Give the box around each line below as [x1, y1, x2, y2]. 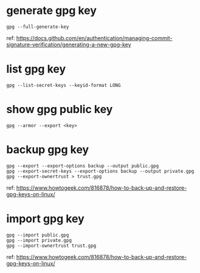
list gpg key [6, 62, 66, 76]
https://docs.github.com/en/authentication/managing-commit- [16, 34, 173, 41]
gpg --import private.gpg [6, 237, 72, 243]
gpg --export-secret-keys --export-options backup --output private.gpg [6, 168, 195, 174]
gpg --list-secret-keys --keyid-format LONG [6, 82, 121, 88]
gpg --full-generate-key [6, 24, 69, 30]
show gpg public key [6, 103, 113, 116]
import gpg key [6, 212, 85, 226]
